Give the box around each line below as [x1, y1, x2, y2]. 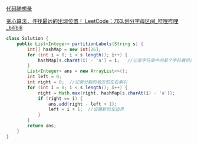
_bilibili [6, 24, 22, 31]
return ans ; [27, 123, 57, 129]
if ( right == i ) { [37, 96, 83, 102]
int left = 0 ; [27, 74, 62, 80]
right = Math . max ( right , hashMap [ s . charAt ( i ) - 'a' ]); [37, 90, 176, 96]
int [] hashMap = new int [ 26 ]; [27, 46, 101, 52]
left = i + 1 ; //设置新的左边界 [48, 106, 124, 113]
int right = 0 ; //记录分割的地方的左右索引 [27, 79, 128, 85]
